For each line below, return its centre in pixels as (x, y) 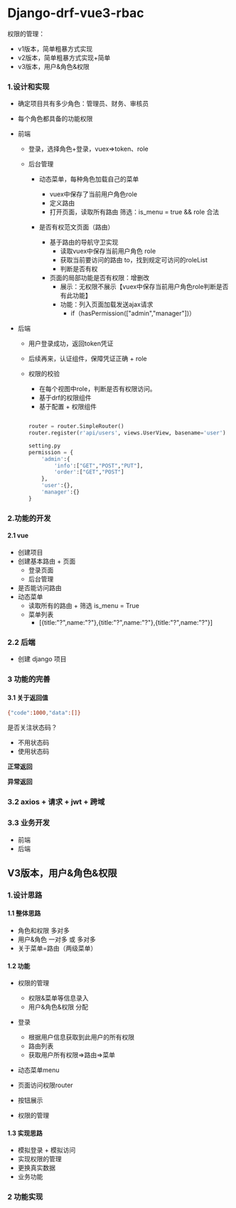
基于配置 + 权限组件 (68, 407)
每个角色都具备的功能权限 (55, 119)
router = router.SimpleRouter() (76, 427)
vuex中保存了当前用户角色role (93, 194)
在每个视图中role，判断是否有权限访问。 (97, 389)
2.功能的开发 (29, 518)
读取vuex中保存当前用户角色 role (108, 251)
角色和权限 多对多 (43, 931)
